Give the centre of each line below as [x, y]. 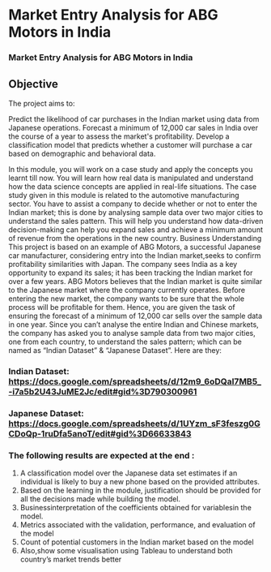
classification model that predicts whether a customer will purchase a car [131, 144]
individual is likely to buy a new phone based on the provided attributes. [140, 482]
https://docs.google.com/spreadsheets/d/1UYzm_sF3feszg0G [135, 424]
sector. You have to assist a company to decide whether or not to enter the [133, 204]
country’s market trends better [71, 559]
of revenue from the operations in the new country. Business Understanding [135, 238]
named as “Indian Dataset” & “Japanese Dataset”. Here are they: [115, 350]
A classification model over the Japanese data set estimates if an [129, 473]
